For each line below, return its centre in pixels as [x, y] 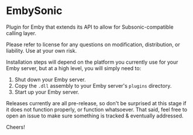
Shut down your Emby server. [50, 79]
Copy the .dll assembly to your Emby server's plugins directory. [93, 85]
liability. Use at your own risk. [42, 50]
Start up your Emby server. [47, 92]
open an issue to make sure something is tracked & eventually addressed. [95, 116]
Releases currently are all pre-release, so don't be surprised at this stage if [96, 103]
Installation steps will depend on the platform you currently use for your [92, 62]
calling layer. [21, 33]
